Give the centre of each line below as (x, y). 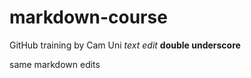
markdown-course (88, 17)
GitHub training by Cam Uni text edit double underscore (125, 45)
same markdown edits (55, 64)
